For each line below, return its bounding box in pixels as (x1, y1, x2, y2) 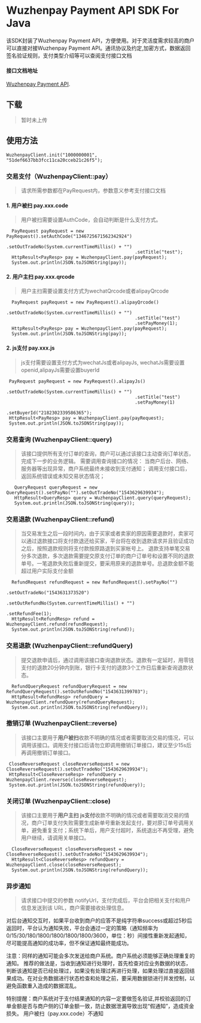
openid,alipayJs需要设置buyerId (20, 366, 100, 374)
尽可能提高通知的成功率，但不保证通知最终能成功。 (6, 940, 132, 947)
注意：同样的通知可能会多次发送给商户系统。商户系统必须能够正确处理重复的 (6, 952, 195, 959)
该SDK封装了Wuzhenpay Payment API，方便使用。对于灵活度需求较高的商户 (6, 37, 195, 44)
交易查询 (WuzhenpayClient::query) (6, 435, 112, 444)
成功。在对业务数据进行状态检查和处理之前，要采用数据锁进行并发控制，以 (11, 975, 195, 982)
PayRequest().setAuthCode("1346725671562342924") (6, 233, 133, 240)
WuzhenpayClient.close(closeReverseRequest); (6, 862, 121, 868)
